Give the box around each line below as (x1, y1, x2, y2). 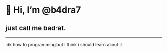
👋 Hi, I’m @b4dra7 (5, 4, 81, 16)
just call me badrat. (5, 24, 66, 32)
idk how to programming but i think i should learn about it (5, 42, 122, 47)
